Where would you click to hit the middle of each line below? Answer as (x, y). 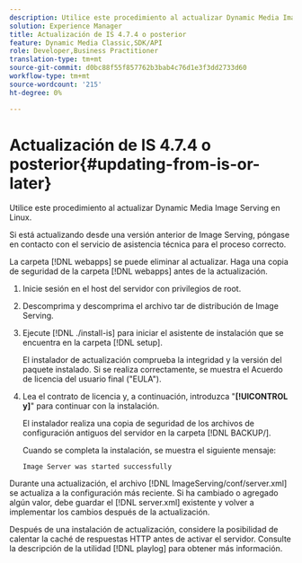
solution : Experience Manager (66, 26)
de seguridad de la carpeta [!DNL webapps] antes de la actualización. (138, 271)
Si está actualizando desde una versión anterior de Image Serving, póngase (150, 235)
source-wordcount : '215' (56, 84)
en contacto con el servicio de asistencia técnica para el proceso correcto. (148, 244)
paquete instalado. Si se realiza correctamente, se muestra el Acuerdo (152, 370)
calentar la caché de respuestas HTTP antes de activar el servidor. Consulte (151, 539)
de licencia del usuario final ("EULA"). (92, 379)
